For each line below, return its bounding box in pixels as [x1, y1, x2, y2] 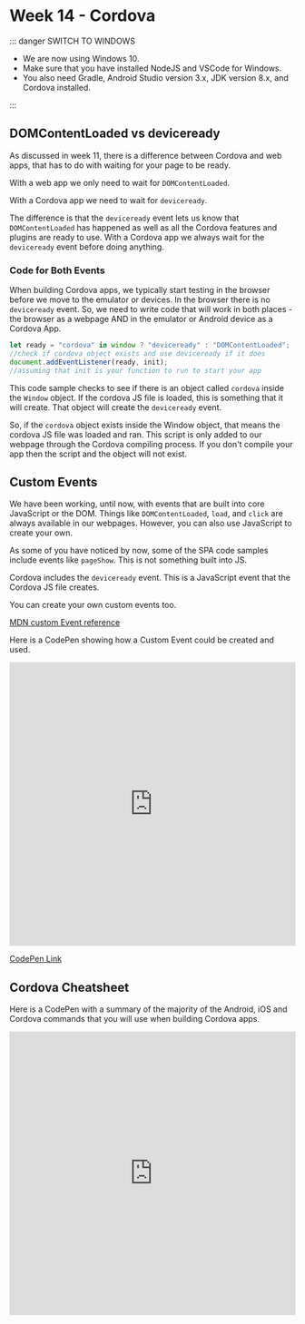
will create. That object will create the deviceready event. [9, 401, 222, 413]
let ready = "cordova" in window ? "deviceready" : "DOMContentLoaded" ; [9, 341, 290, 350]
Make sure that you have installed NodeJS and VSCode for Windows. [22, 63, 282, 74]
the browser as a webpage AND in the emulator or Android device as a [9, 314, 274, 325]
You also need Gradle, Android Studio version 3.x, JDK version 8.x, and [22, 72, 289, 83]
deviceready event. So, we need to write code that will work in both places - [9, 304, 293, 315]
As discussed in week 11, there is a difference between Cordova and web [9, 150, 282, 161]
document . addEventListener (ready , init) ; [9, 358, 169, 367]
